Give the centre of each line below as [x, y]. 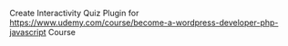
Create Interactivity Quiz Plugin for [74, 13]
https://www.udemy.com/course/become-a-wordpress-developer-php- [144, 23]
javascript [28, 32]
